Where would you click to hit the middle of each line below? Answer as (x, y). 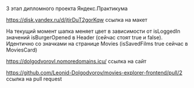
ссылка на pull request (34, 79)
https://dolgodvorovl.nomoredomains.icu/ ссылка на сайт (76, 61)
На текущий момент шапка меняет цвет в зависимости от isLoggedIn (93, 31)
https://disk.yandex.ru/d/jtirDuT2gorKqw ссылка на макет (77, 20)
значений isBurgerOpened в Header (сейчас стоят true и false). (84, 37)
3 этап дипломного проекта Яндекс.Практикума (67, 9)
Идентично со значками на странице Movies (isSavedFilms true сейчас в (97, 44)
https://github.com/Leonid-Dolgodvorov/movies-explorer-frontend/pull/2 (94, 72)
